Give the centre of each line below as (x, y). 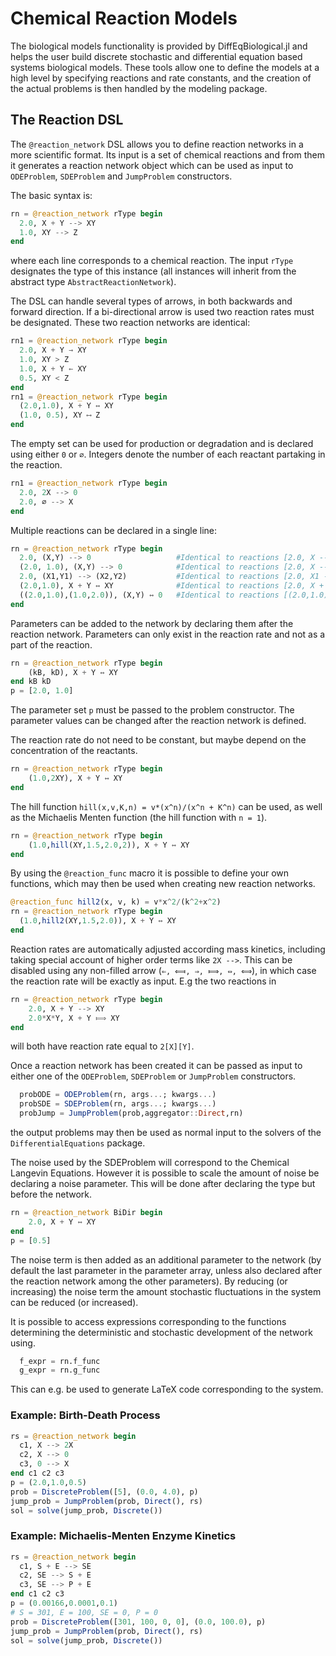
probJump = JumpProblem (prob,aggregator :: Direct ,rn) (131, 1113)
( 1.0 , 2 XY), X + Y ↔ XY (75, 778)
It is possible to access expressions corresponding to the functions (148, 1321)
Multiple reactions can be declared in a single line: (114, 530)
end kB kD (31, 682)
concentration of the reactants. (74, 751)
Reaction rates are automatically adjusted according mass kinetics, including (168, 949)
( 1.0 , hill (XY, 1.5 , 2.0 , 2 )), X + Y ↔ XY (109, 845)
